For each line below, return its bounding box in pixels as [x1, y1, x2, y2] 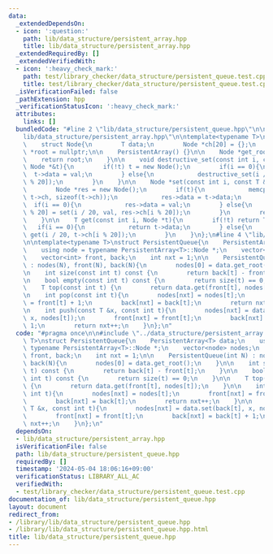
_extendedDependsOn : [15, 19, 85, 28]
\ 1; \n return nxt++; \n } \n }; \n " [23, 322, 173, 330]
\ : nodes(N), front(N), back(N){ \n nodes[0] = [23, 261, 213, 269]
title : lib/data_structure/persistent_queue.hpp [8, 533, 176, 541]
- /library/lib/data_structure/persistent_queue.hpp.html [8, 526, 209, 534]
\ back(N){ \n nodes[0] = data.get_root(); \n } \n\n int [23, 359, 260, 368]
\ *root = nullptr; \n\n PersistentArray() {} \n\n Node [23, 148, 234, 156]
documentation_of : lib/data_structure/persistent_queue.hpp [8, 495, 217, 504]
